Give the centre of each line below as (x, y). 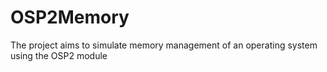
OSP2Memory (70, 17)
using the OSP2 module (59, 55)
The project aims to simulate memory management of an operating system (164, 45)
